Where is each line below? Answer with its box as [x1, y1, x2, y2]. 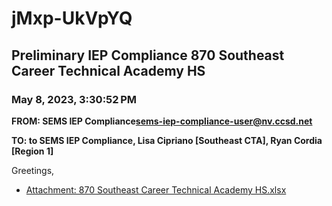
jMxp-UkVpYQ [11, 7, 133, 30]
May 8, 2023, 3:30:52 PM [11, 92, 137, 106]
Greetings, [11, 164, 55, 176]
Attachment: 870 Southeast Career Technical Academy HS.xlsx [25, 183, 287, 196]
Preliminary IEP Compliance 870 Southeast [11, 47, 285, 64]
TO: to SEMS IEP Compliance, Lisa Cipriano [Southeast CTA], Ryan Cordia [11, 134, 323, 146]
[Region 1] [11, 145, 54, 157]
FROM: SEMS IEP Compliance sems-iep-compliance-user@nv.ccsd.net [11, 115, 313, 127]
